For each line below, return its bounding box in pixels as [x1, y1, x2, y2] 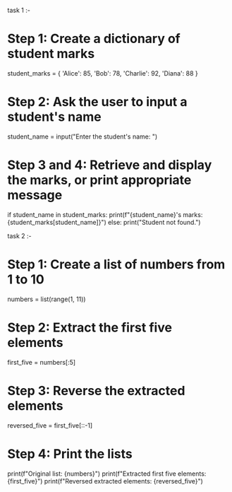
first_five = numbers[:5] [7, 358, 76, 366]
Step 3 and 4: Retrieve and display [7, 157, 212, 173]
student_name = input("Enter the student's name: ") [7, 132, 158, 141]
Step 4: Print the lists [7, 445, 133, 462]
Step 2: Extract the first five [7, 320, 173, 335]
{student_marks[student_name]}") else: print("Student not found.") [7, 218, 201, 226]
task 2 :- [7, 231, 32, 240]
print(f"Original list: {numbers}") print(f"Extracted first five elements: [7, 469, 207, 478]
